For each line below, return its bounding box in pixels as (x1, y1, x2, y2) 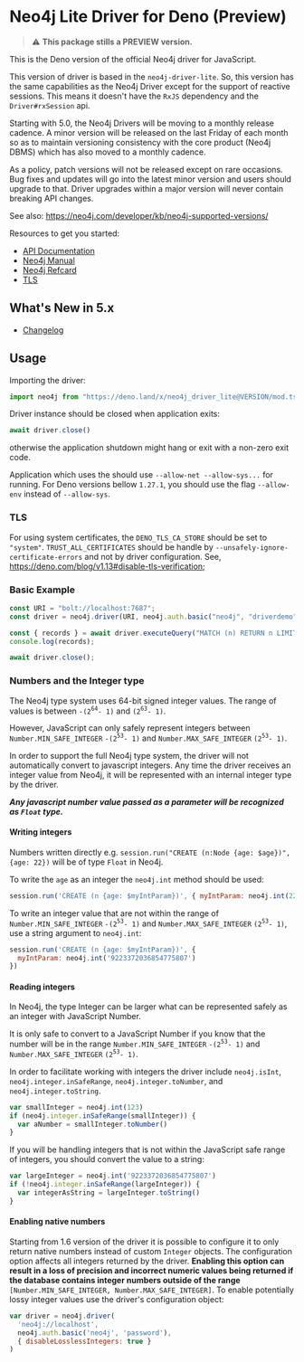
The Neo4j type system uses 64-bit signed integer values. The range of (9, 695, 278, 706)
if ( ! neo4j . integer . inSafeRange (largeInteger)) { (9, 1180, 201, 1189)
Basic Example (9, 583, 75, 596)
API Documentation (22, 245, 95, 256)
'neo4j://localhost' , (17, 1319, 100, 1329)
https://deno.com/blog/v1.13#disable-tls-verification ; (9, 561, 205, 572)
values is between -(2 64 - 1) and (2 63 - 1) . (9, 705, 166, 716)
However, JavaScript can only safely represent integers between (9, 723, 251, 733)
